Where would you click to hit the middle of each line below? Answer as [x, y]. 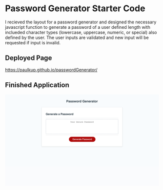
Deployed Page [29, 58]
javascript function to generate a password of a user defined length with [78, 27]
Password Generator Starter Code [75, 9]
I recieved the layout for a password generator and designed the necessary [81, 22]
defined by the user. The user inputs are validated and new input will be [77, 38]
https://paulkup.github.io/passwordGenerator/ [51, 70]
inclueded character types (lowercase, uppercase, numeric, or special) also [81, 32]
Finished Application [37, 85]
